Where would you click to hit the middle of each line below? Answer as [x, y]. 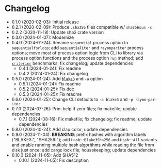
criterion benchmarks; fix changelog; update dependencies [72, 63]
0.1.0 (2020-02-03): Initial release [45, 22]
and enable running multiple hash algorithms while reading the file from [83, 145]
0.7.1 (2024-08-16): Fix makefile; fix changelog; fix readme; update [85, 119]
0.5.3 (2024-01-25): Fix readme [50, 94]
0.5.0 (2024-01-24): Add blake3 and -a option [57, 79]
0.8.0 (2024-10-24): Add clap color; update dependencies [70, 129]
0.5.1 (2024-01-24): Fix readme [50, 84]
